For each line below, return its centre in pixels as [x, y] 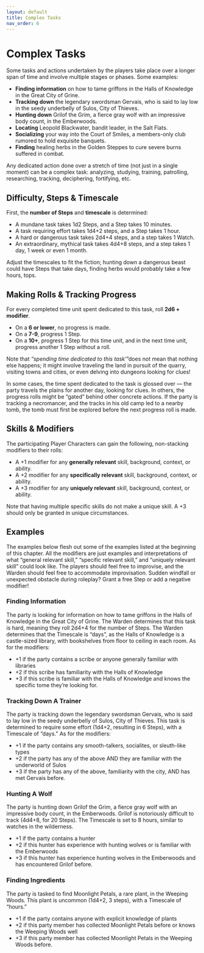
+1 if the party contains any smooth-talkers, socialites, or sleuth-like [100, 746]
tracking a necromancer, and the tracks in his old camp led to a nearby [95, 403]
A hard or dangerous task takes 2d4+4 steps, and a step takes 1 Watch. [105, 237]
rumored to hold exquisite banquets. [61, 141]
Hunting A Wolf [30, 794]
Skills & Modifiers [40, 429]
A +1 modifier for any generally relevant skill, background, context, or [103, 462]
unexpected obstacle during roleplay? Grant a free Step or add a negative [98, 579]
